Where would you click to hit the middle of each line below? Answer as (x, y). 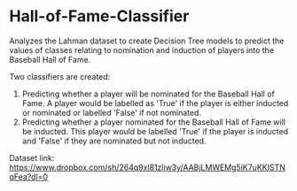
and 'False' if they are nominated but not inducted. (114, 141)
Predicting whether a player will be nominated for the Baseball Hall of (148, 94)
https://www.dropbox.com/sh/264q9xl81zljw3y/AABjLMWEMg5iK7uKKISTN (147, 167)
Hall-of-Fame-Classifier (99, 16)
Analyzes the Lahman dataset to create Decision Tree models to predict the (147, 41)
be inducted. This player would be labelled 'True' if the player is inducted (155, 131)
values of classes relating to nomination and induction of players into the (142, 50)
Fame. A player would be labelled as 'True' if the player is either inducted (155, 103)
